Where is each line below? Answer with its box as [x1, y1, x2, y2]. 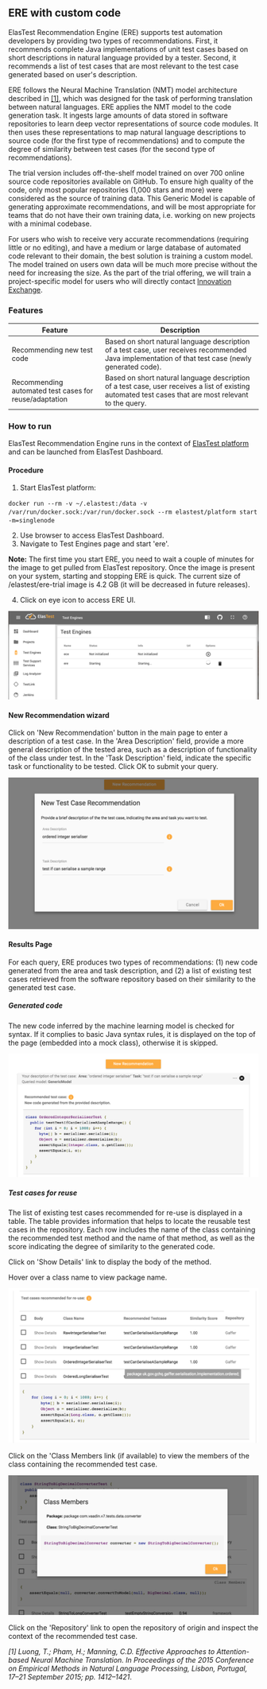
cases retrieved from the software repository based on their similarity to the [8, 974, 256, 984]
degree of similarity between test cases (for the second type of [8, 144, 216, 153]
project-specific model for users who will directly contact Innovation [8, 276, 232, 285]
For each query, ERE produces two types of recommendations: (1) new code [8, 957, 258, 967]
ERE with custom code [8, 6, 122, 20]
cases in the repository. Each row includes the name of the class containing [8, 1225, 256, 1235]
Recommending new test [11, 345, 93, 355]
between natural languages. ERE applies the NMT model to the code [8, 102, 232, 111]
